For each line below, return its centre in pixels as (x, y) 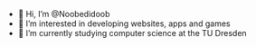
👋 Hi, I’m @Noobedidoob (64, 14)
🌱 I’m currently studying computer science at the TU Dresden (132, 33)
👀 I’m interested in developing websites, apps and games (124, 23)
